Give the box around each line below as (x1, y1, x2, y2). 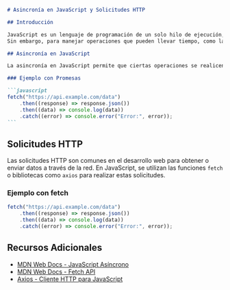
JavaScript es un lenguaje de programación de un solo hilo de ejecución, (7, 31, 225, 38)
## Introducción (7, 19, 53, 25)
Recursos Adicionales (7, 242, 103, 254)
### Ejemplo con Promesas (7, 75, 81, 82)
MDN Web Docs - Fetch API (16, 267, 96, 276)
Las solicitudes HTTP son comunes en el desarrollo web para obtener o (7, 157, 209, 165)
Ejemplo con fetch (7, 188, 68, 198)
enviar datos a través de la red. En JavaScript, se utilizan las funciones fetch (7, 164, 223, 172)
